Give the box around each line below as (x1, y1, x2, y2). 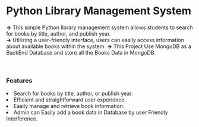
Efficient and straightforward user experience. (14, 96, 127, 103)
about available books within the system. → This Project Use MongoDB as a (6, 43, 192, 50)
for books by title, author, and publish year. (6, 30, 111, 37)
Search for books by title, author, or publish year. (14, 90, 133, 97)
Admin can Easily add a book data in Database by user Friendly (14, 109, 168, 116)
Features (6, 76, 33, 84)
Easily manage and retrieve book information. (14, 103, 125, 110)
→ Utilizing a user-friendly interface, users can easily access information (6, 36, 184, 43)
